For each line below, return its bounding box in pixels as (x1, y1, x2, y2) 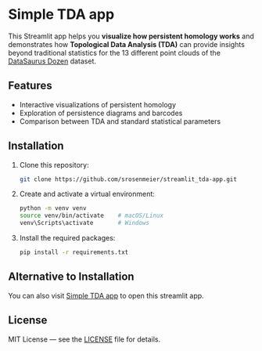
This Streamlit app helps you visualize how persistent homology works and (8, 31, 254, 41)
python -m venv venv (19, 204, 87, 212)
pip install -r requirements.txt (19, 248, 129, 256)
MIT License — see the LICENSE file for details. (8, 335, 161, 344)
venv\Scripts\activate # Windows (19, 219, 150, 227)
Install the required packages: (19, 233, 116, 243)
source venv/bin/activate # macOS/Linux (19, 212, 164, 220)
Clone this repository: (19, 160, 89, 169)
